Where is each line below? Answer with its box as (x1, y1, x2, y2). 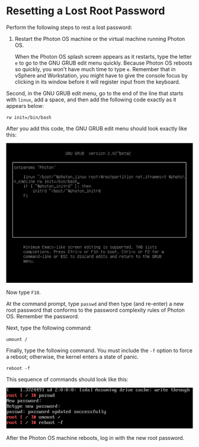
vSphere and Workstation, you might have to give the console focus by (14, 72, 188, 79)
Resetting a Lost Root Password (6, 4, 165, 18)
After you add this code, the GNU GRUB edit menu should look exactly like (6, 124, 188, 132)
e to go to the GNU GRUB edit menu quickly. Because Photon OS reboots (14, 59, 192, 66)
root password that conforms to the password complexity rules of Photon (6, 306, 185, 314)
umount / (6, 337, 28, 343)
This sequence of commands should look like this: (6, 376, 129, 383)
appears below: (6, 102, 44, 109)
